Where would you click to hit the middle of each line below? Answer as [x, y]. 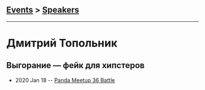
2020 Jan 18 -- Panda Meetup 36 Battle [65, 80]
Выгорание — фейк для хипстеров [76, 65]
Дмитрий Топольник [62, 43]
